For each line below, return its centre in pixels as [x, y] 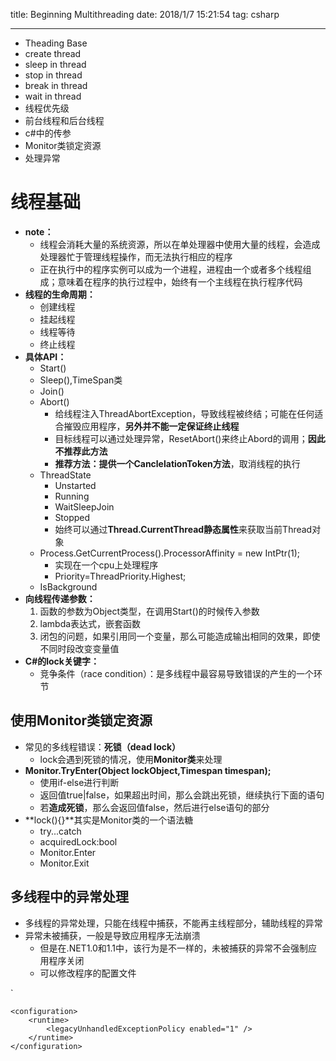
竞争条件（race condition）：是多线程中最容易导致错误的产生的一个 [177, 673]
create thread [53, 53]
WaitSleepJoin [84, 506]
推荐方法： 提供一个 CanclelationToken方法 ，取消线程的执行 [177, 463]
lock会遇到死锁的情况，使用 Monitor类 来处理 [131, 759]
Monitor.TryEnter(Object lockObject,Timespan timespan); [148, 770]
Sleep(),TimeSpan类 [81, 380]
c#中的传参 [48, 133]
